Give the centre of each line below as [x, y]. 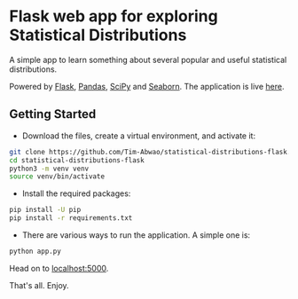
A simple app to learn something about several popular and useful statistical [148, 59]
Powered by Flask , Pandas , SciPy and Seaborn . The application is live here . [147, 86]
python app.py [35, 251]
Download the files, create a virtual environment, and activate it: [138, 136]
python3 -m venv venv [49, 169]
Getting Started [53, 114]
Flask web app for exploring [114, 16]
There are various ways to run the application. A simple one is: [136, 235]
